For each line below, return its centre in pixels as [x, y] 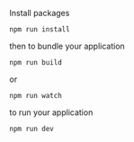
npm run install [40, 30]
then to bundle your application [67, 46]
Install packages [40, 13]
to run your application [51, 112]
